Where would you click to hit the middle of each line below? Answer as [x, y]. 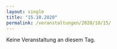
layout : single [25, 12]
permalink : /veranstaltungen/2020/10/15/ [59, 23]
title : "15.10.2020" [32, 17]
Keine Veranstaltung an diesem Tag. [51, 40]
